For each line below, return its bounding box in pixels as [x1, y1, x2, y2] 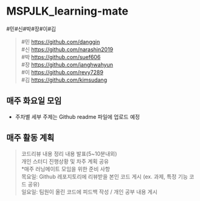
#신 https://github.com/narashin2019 [21, 46, 114, 53]
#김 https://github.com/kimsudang [21, 76, 108, 83]
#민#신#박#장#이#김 [6, 25, 57, 32]
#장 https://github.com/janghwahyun [21, 61, 114, 68]
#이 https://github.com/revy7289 [21, 68, 103, 76]
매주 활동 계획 [6, 133, 55, 143]
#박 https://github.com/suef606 [21, 53, 101, 60]
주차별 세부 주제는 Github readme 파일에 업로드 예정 [15, 113, 140, 120]
